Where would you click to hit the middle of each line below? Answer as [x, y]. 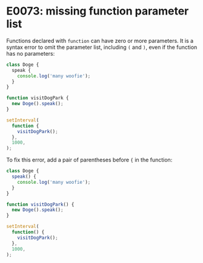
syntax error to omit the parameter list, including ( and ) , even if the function [102, 47]
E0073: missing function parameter [98, 11]
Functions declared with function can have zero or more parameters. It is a [100, 41]
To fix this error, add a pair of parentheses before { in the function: [89, 160]
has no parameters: [31, 53]
